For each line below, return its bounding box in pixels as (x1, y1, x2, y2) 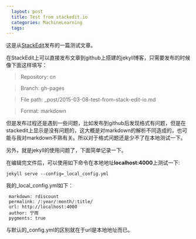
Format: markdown (20, 107, 66, 115)
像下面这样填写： (6, 62, 48, 69)
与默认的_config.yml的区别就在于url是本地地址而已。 (6, 227, 133, 234)
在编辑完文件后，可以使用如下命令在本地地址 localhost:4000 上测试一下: (6, 159, 180, 166)
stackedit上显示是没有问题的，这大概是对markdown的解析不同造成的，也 (6, 127, 183, 134)
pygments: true (8, 216, 46, 221)
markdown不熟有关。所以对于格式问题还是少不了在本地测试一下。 (26, 134, 186, 142)
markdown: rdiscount (8, 194, 59, 200)
